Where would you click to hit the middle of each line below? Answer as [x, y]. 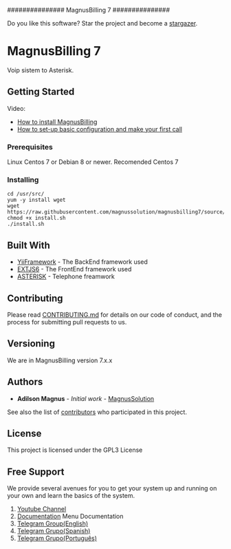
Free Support [36, 472]
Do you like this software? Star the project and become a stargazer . [102, 23]
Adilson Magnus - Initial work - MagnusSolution [86, 398]
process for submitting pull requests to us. [67, 322]
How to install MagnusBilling [57, 122]
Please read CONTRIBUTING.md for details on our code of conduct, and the [114, 314]
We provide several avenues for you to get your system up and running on [112, 488]
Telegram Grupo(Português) [57, 538]
